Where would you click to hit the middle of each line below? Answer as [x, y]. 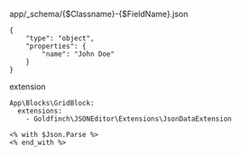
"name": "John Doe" [79, 54]
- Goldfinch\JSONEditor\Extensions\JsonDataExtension [129, 119]
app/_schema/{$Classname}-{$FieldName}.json [99, 14]
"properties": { [56, 46]
